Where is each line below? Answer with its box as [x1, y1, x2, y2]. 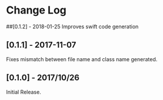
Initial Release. [6, 88, 41, 95]
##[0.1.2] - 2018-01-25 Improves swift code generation [6, 23, 139, 30]
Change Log [6, 4, 66, 17]
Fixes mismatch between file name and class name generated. [6, 55, 158, 62]
